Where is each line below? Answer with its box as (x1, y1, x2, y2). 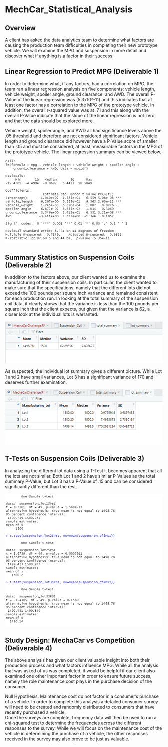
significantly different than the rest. (5, 483, 77, 489)
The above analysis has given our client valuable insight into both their (5, 657, 150, 663)
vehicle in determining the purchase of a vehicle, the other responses (5, 731, 148, 737)
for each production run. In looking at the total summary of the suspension (5, 295, 158, 301)
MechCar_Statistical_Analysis (5, 4, 133, 15)
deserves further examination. (5, 379, 67, 385)
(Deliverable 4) (5, 644, 52, 653)
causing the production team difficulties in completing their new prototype (5, 42, 158, 48)
